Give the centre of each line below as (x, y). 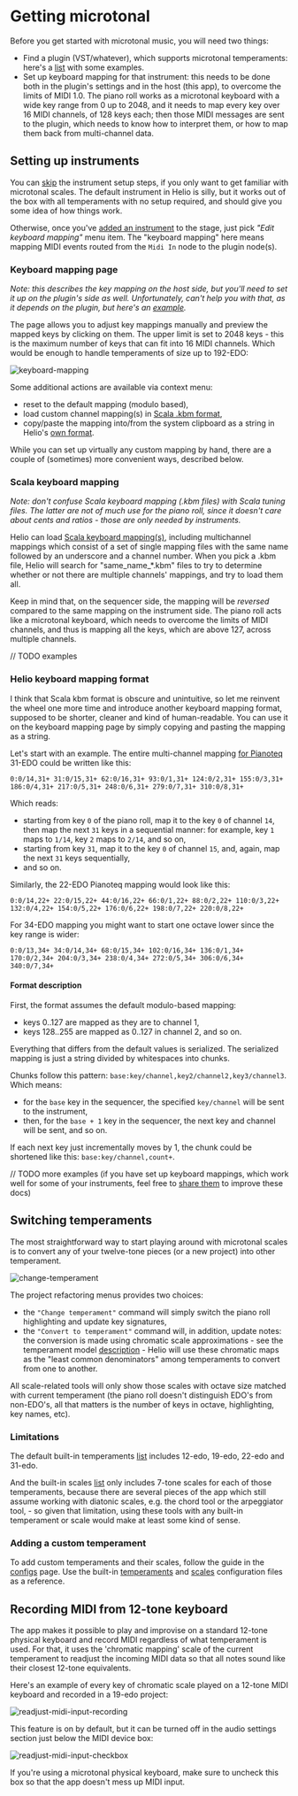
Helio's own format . (59, 433)
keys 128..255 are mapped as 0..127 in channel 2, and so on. (132, 1031)
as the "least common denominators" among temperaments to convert (152, 1359)
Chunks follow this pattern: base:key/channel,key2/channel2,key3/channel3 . (148, 1075)
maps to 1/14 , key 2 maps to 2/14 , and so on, (104, 839)
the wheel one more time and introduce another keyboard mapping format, (146, 708)
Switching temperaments (81, 1220)
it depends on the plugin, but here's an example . (98, 308)
